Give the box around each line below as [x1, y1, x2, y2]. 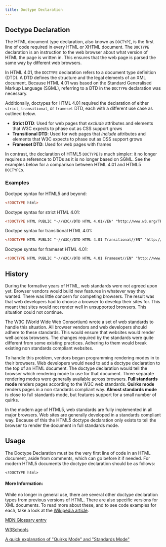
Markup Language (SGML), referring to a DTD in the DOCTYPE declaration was [5, 85, 161, 91]
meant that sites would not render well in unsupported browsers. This [5, 304, 147, 310]
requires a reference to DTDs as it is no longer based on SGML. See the [5, 156, 151, 162]
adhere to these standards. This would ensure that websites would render [5, 330, 156, 336]
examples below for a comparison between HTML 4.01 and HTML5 [5, 162, 141, 168]
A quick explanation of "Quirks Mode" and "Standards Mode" [5, 537, 130, 543]
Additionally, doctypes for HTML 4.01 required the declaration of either [5, 100, 149, 106]
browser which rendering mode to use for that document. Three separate [5, 371, 154, 377]
